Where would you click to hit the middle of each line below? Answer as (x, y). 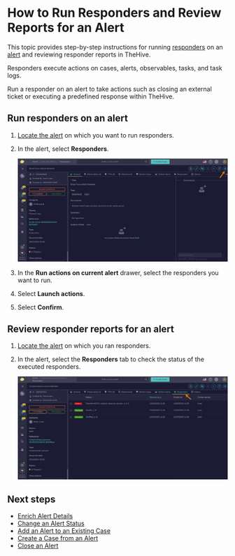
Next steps (31, 499)
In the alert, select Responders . (63, 149)
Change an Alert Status (51, 524)
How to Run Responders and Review (114, 13)
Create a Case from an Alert (58, 539)
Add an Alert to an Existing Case (64, 531)
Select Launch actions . (51, 293)
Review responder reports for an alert (91, 329)
